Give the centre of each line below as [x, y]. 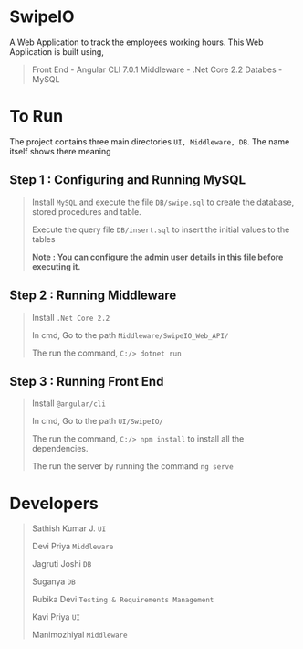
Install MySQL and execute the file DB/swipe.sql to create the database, [163, 202]
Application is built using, [57, 51]
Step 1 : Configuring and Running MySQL [128, 180]
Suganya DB [53, 581]
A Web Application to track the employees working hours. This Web [136, 42]
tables [43, 239]
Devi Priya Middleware [73, 547]
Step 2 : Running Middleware [93, 296]
